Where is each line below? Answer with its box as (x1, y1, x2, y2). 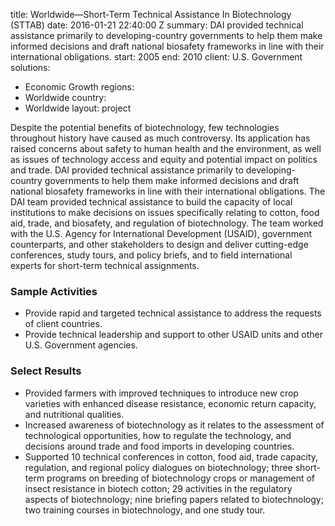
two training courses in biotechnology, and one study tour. (24, 504, 266, 516)
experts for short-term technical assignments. (10, 260, 200, 271)
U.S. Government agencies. (24, 339, 138, 351)
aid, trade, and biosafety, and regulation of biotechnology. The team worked (10, 217, 324, 229)
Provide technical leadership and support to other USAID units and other (24, 329, 323, 341)
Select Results (10, 364, 82, 378)
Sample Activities (10, 284, 98, 298)
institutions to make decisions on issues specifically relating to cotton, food (10, 207, 320, 218)
